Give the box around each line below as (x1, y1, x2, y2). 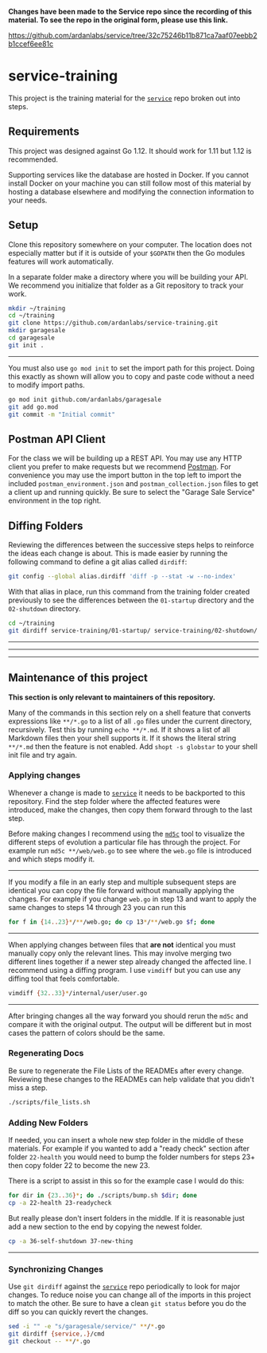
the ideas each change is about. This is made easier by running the (8, 549, 228, 559)
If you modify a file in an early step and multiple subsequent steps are (8, 877, 237, 887)
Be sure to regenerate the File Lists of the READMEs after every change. (8, 1065, 245, 1075)
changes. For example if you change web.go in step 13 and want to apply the (8, 894, 257, 904)
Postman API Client (8, 432, 106, 445)
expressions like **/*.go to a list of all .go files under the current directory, (8, 716, 252, 726)
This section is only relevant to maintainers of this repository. (8, 692, 216, 702)
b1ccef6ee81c (8, 39, 54, 49)
